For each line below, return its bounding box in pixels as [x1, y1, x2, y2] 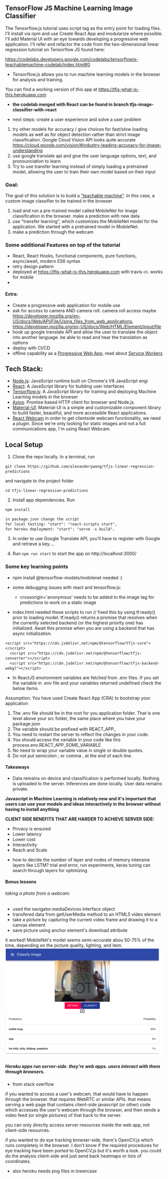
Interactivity [12, 841, 37, 848]
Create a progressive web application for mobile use [12, 302, 120, 308]
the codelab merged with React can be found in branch [12, 101, 129, 107]
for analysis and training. [12, 76, 63, 82]
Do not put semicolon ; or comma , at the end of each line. [12, 752, 132, 759]
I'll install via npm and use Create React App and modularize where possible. [5, 30, 163, 37]
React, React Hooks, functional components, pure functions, [12, 253, 137, 259]
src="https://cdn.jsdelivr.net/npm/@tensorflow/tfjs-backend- [27, 660, 160, 666]
